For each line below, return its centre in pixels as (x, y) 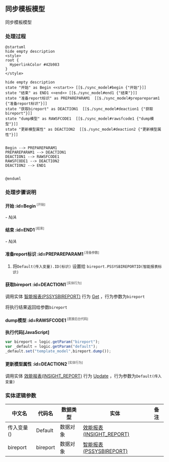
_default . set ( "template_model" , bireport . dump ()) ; (58, 351)
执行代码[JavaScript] (27, 332)
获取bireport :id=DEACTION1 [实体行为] (44, 284)
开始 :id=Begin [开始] (25, 205)
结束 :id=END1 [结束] (25, 229)
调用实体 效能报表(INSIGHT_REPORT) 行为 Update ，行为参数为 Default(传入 (83, 376)
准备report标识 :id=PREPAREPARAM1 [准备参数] (52, 254)
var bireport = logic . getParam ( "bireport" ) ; (53, 342)
